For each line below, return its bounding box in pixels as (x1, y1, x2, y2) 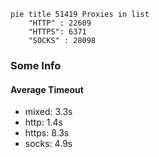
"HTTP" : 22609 (28, 18, 92, 28)
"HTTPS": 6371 (28, 27, 87, 37)
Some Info (10, 58, 62, 72)
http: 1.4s (24, 116, 63, 129)
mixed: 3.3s (24, 106, 73, 118)
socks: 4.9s (24, 138, 73, 150)
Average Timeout (10, 83, 84, 95)
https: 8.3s (24, 127, 70, 139)
